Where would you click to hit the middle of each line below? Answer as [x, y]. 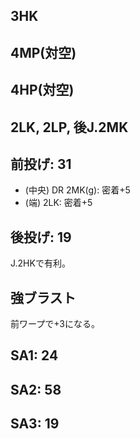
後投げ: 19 [41, 237]
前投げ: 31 [41, 164]
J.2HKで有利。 [40, 263]
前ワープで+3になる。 [55, 323]
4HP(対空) [42, 90]
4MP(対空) [43, 52]
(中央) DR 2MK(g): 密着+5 [77, 190]
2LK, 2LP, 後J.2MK [69, 127]
